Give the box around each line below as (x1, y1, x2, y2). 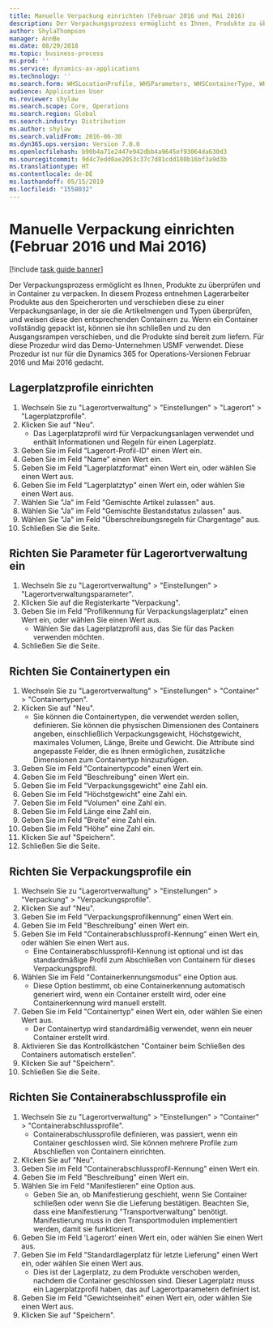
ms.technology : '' (9, 72, 71, 80)
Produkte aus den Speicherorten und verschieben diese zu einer (9, 297, 225, 306)
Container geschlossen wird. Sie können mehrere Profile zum (32, 1137, 238, 1147)
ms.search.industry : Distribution (9, 118, 126, 126)
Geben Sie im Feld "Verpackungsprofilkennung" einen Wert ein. (20, 911, 234, 921)
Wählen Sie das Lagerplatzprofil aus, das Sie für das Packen (32, 623, 234, 633)
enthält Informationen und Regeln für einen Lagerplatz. (32, 437, 217, 447)
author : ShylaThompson (9, 27, 86, 35)
